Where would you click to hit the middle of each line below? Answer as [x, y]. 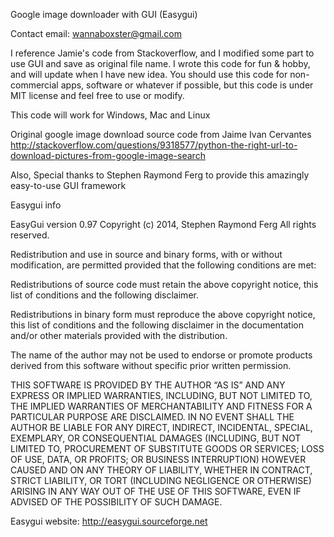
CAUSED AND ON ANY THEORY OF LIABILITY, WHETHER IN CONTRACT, [161, 470]
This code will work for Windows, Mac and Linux [110, 115]
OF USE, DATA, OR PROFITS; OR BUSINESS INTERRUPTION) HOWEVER [158, 459]
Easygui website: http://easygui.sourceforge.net [109, 521]
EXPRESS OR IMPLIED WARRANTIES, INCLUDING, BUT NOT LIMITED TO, [161, 395]
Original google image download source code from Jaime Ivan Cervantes [161, 134]
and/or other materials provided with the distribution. [119, 335]
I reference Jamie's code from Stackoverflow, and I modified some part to [162, 53]
